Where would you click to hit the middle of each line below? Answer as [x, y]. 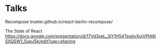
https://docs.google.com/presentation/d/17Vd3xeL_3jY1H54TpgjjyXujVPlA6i [80, 36]
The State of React [24, 31]
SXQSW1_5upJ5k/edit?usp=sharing [40, 41]
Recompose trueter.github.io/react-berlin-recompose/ [59, 22]
